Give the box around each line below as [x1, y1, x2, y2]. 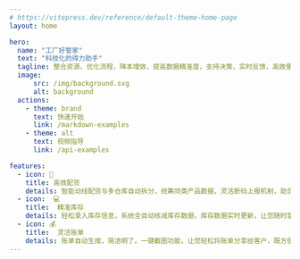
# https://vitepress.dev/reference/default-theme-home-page [9, 13, 238, 22]
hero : [9, 38, 29, 46]
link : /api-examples [32, 146, 110, 155]
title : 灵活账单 [25, 228, 85, 237]
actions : [17, 96, 50, 104]
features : [9, 162, 46, 171]
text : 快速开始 [32, 113, 85, 121]
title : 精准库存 [25, 203, 85, 213]
